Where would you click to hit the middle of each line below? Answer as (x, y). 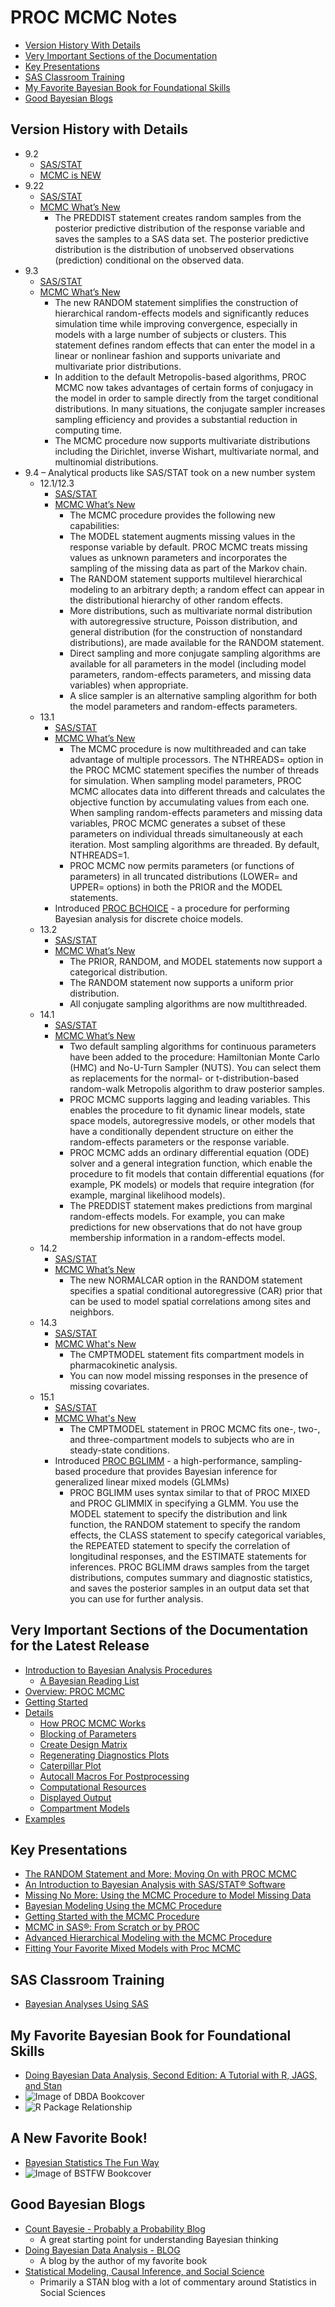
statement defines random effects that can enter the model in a (185, 345)
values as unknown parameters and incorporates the (178, 557)
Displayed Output (75, 1797)
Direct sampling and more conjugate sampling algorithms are (195, 653)
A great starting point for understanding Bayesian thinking (159, 2239)
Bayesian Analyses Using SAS (86, 2004)
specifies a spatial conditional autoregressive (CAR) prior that (196, 1290)
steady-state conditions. (119, 1450)
